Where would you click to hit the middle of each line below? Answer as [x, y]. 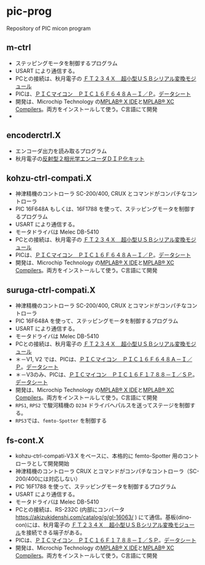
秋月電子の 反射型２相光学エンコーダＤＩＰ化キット [80, 158]
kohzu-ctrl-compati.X [49, 178]
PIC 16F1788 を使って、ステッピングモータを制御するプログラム [96, 486]
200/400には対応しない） [48, 479]
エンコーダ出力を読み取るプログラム [61, 151]
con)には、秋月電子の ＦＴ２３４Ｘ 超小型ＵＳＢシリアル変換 [94, 525]
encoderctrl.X [34, 135]
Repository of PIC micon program [48, 28]
